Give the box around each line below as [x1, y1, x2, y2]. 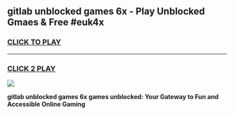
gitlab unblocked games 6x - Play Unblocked [7, 6, 205, 17]
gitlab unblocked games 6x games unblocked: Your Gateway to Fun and [7, 92, 219, 100]
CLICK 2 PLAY [7, 63, 56, 73]
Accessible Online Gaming [7, 100, 86, 108]
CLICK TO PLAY [7, 38, 61, 47]
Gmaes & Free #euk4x [7, 17, 104, 29]
